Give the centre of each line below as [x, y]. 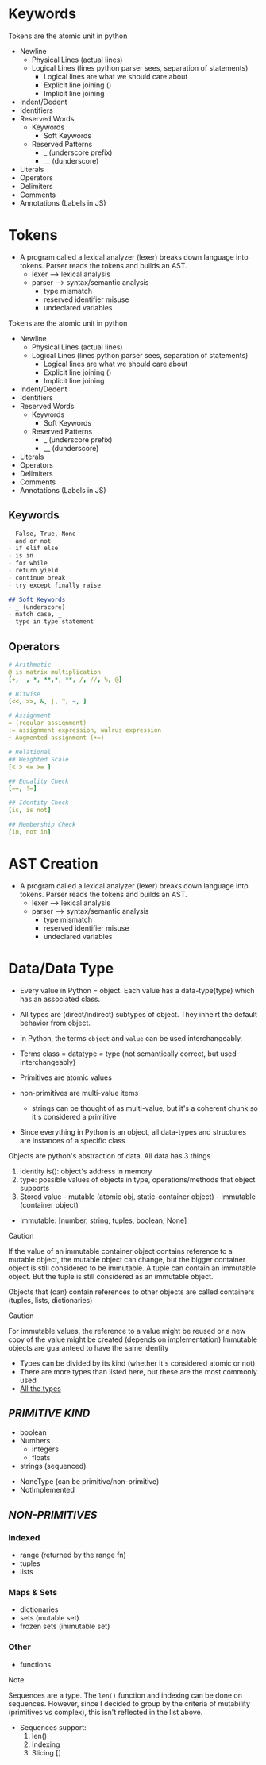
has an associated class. [60, 999]
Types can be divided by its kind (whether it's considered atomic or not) [137, 1363]
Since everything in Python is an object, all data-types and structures [133, 1131]
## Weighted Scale [39, 759]
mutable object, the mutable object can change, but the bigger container [127, 1259]
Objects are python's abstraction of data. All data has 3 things [110, 1155]
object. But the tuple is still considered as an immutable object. [111, 1276]
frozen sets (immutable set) [65, 1626]
